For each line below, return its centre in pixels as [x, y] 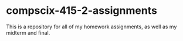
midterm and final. [28, 32]
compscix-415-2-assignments [82, 11]
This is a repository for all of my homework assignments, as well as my [91, 27]
